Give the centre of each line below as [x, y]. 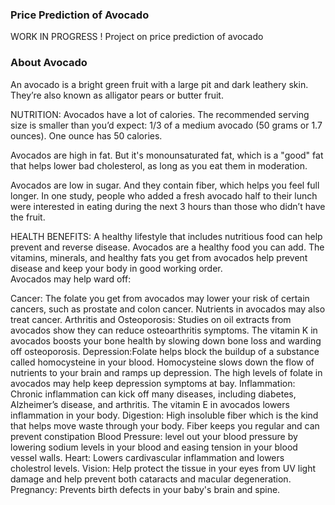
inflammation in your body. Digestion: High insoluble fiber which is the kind [164, 415]
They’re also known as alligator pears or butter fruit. [117, 95]
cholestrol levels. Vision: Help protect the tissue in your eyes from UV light [163, 468]
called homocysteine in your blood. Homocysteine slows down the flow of [162, 362]
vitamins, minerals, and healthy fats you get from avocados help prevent [159, 257]
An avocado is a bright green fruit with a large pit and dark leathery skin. [159, 84]
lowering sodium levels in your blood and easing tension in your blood [154, 447]
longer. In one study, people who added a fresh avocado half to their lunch [164, 195]
